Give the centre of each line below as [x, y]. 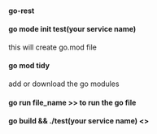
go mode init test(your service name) [72, 29]
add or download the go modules [64, 84]
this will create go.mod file [53, 47]
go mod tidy [29, 66]
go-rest [22, 11]
